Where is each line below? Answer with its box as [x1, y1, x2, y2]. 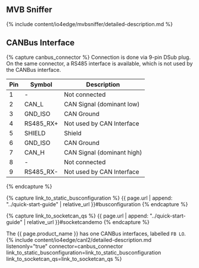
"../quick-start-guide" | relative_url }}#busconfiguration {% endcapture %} [6, 200, 188, 207]
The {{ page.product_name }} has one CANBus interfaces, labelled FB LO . [6, 230, 186, 237]
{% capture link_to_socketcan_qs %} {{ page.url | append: [6, 212, 149, 219]
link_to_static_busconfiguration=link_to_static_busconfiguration [6, 249, 161, 256]
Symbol [30, 80, 52, 89]
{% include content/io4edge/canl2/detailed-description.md [6, 236, 152, 243]
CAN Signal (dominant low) [64, 100, 140, 108]
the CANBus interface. [6, 66, 61, 73]
